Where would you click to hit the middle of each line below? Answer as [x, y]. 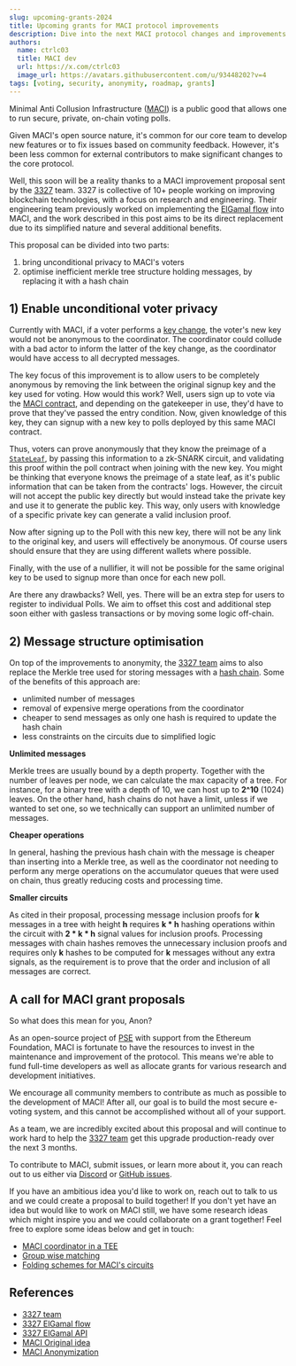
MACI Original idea [56, 1342]
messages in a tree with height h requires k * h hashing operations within [142, 925]
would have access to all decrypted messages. [95, 358]
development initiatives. [52, 1076]
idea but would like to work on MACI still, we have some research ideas [139, 1210]
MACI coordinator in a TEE [70, 1246]
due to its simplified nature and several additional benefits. [116, 228]
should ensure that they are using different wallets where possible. [130, 551]
